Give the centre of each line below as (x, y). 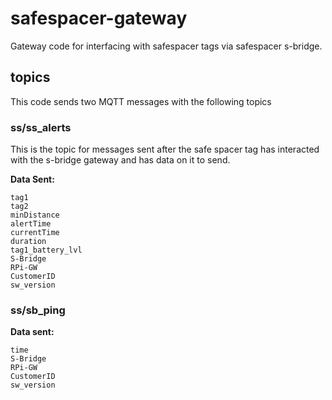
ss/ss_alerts (41, 127)
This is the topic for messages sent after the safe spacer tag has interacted (165, 149)
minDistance (35, 215)
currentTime (35, 233)
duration (28, 242)
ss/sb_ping (38, 310)
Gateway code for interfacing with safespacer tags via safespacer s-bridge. (166, 46)
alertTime (31, 224)
